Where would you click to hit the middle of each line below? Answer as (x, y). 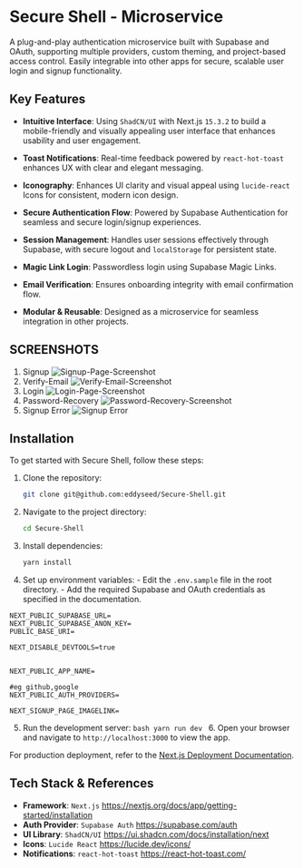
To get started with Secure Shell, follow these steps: (107, 461)
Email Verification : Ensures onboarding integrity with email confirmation (158, 284)
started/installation (58, 814)
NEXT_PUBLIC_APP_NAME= (52, 671)
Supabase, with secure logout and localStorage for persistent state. (149, 249)
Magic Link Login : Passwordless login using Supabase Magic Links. (149, 267)
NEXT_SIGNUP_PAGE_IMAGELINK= (64, 711)
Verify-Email (45, 381)
